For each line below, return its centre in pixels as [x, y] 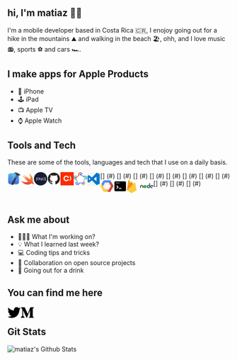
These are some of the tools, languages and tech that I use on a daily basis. [117, 162]
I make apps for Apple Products [78, 74]
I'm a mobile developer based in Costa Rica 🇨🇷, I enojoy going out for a [112, 30]
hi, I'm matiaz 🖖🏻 [45, 13]
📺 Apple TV [35, 110]
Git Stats [27, 332]
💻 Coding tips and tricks [54, 253]
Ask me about [39, 219]
